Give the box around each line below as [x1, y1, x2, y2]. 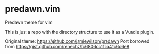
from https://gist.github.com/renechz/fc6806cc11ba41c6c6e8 [5, 43, 130, 49]
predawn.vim [5, 3, 60, 15]
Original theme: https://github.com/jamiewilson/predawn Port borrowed [5, 38, 150, 44]
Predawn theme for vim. [5, 19, 54, 25]
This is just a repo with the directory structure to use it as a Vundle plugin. [5, 29, 155, 35]
